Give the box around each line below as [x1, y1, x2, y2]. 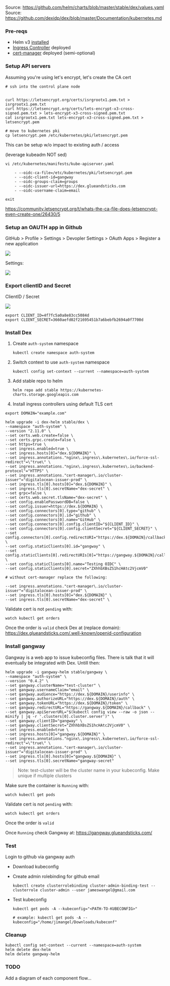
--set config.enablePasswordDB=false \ [5, 499, 90, 505]
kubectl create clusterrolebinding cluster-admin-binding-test [12, 883, 149, 889]
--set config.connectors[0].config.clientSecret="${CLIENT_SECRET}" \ [5, 526, 157, 531]
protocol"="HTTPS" [5, 468, 44, 473]
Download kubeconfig [12, 864, 59, 870]
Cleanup [5, 931, 27, 938]
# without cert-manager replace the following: [5, 575, 108, 580]
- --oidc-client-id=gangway [14, 174, 73, 179]
